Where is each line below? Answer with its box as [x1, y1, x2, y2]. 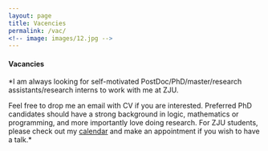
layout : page [8, 11, 52, 20]
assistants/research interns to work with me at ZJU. [8, 85, 179, 95]
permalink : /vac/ [8, 27, 67, 35]
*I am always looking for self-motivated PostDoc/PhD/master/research [8, 77, 242, 87]
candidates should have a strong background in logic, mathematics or [8, 109, 239, 119]
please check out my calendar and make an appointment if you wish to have [8, 126, 261, 137]
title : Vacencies [8, 19, 67, 27]
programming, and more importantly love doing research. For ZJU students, [8, 118, 258, 128]
